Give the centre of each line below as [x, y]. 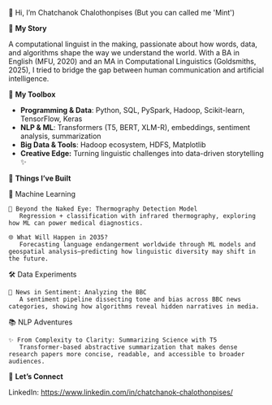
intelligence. [29, 78]
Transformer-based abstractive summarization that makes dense [128, 347]
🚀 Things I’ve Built [40, 178]
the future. [28, 259]
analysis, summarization [60, 136]
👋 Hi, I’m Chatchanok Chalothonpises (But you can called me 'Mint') [122, 13]
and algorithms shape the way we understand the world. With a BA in [124, 52]
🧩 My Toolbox [32, 94]
